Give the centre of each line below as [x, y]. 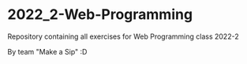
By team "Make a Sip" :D [47, 51]
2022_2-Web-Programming [100, 15]
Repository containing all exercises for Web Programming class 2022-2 [123, 36]
